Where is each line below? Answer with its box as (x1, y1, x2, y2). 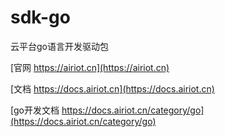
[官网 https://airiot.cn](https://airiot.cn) (10, 61, 170, 73)
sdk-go (10, 6, 71, 29)
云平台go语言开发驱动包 (10, 40, 109, 52)
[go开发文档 (10, 104, 60, 116)
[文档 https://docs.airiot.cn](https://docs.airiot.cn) (10, 82, 215, 95)
